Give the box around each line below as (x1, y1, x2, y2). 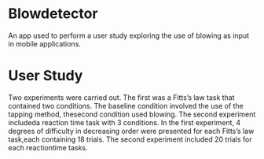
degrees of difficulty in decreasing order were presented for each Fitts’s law (8, 126, 255, 135)
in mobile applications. (8, 39, 81, 48)
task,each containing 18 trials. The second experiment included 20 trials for (8, 135, 252, 144)
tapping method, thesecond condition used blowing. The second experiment (8, 109, 256, 119)
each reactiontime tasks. (8, 142, 88, 152)
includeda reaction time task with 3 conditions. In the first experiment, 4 (8, 117, 241, 127)
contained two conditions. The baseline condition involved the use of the (8, 101, 244, 110)
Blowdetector (8, 5, 98, 23)
